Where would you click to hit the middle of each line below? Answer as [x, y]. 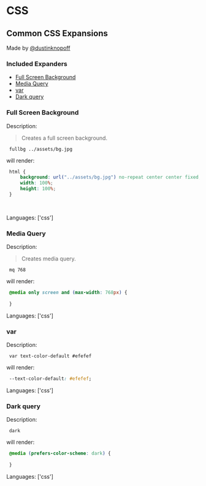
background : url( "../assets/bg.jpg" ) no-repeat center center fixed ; [111, 177]
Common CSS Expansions [57, 33]
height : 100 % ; [38, 189]
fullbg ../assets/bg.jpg [40, 149]
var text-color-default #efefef [50, 356]
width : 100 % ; [36, 183]
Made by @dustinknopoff [38, 48]
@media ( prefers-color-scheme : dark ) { [60, 454]
